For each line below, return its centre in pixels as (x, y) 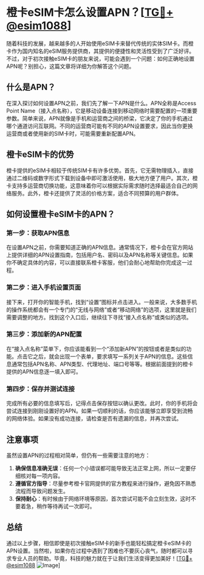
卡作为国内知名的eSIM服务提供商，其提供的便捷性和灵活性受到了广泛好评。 (100, 51)
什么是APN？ (31, 87)
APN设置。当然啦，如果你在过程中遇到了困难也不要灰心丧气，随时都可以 (97, 551)
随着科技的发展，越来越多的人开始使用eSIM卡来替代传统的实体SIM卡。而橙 (100, 43)
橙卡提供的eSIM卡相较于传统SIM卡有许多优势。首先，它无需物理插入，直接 (100, 170)
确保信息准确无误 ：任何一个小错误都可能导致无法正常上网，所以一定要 (103, 468)
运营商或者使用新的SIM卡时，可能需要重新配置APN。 (73, 133)
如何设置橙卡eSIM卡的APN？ (61, 214)
